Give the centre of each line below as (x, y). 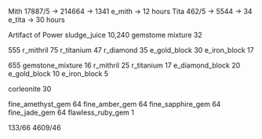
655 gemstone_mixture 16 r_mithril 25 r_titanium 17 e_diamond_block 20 (124, 65)
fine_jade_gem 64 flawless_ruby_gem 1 (71, 112)
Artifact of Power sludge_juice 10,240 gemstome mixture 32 (105, 35)
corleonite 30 (30, 89)
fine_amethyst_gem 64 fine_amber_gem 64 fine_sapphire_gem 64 (115, 104)
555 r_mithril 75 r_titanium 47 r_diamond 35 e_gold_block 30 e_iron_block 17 (131, 50)
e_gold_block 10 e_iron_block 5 (58, 73)
